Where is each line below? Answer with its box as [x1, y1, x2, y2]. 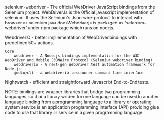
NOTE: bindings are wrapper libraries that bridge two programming [5, 89, 141, 95]
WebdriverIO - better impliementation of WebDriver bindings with [5, 34, 137, 40]
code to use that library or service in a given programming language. [5, 110, 144, 115]
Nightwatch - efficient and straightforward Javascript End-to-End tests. [5, 79, 150, 85]
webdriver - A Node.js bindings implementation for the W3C [14, 53, 139, 58]
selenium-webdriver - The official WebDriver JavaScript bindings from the [5, 4, 156, 10]
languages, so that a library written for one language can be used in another [5, 94, 159, 99]
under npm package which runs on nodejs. [27, 25, 115, 31]
